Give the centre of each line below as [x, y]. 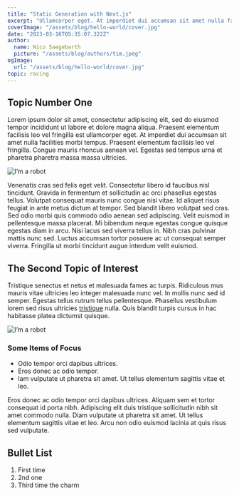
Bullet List [30, 453]
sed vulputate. [28, 430]
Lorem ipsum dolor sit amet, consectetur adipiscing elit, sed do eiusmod [113, 120]
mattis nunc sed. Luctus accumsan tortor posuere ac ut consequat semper [117, 238]
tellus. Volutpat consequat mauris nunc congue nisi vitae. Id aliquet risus [113, 200]
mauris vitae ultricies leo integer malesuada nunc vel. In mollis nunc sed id [116, 293]
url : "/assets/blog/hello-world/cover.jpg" [79, 67]
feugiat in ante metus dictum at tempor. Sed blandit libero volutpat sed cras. [118, 208]
